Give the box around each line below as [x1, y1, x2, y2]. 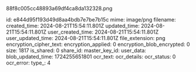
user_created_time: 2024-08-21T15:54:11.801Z [47, 28, 159, 35]
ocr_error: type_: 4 [6, 59, 51, 66]
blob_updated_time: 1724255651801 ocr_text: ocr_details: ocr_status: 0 [6, 53, 176, 60]
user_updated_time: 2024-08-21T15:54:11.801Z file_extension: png [6, 35, 166, 41]
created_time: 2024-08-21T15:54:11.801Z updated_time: [6, 23, 140, 29]
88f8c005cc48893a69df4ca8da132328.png [6, 5, 113, 12]
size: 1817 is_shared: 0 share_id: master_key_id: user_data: [6, 47, 146, 54]
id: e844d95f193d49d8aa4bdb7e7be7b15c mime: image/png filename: [6, 16, 177, 23]
